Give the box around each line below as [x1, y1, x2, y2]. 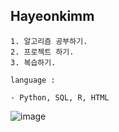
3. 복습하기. [10, 57, 57, 68]
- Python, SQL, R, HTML [10, 92, 110, 103]
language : [10, 75, 56, 85]
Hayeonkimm [10, 8, 95, 25]
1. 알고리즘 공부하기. [10, 36, 88, 46]
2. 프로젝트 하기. [10, 47, 75, 57]
